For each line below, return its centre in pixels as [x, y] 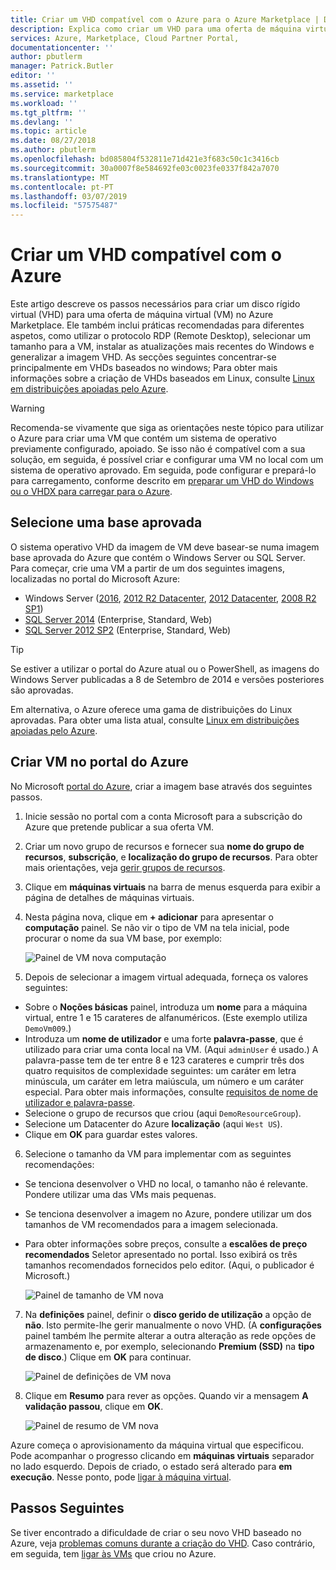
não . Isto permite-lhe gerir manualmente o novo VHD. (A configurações [173, 1325]
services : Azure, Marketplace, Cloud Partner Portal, [125, 38]
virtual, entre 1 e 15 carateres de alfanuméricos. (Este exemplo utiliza [166, 1017]
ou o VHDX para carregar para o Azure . [91, 492]
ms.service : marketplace [62, 94]
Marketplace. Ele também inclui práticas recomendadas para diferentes [157, 325]
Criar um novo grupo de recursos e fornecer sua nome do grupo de [164, 846]
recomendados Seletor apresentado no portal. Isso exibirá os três [161, 1254]
